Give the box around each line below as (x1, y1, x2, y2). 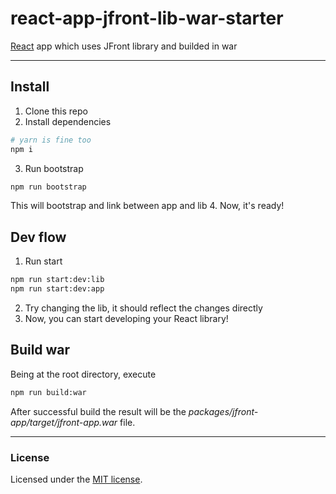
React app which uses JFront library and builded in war (10, 40, 238, 52)
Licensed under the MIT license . (10, 473, 143, 485)
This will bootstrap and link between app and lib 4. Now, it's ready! (10, 200, 285, 212)
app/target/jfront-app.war (10, 416, 118, 428)
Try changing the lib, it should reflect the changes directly (24, 302, 263, 314)
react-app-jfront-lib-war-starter (10, 7, 284, 30)
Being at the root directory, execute (10, 368, 157, 380)
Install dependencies (24, 115, 112, 127)
